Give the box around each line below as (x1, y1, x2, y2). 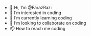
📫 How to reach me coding (9, 26, 66, 31)
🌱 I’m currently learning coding (9, 15, 72, 20)
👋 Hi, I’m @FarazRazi (9, 5, 52, 10)
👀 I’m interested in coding (9, 10, 62, 16)
